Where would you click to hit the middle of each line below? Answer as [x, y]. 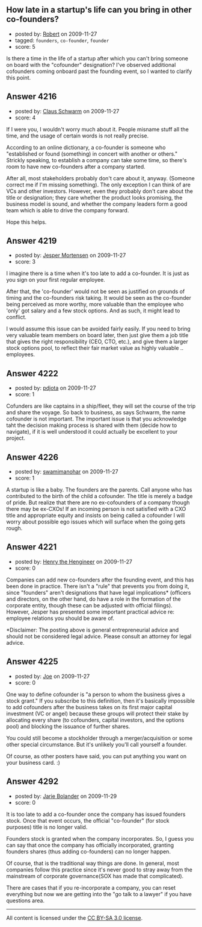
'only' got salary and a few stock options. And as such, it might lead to [93, 311]
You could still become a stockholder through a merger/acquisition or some [99, 738]
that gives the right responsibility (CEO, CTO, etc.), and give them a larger [97, 342]
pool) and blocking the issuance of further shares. [68, 726]
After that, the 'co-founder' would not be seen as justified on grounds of [96, 291]
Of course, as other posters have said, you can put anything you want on [96, 756]
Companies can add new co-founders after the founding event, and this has [100, 580]
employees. [20, 355]
